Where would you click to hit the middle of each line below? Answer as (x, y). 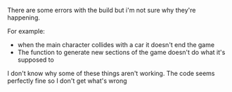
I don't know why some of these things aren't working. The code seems (111, 73)
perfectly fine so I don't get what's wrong (67, 81)
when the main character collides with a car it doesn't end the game (116, 45)
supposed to (36, 60)
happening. (24, 18)
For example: (26, 31)
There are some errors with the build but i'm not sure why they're (102, 10)
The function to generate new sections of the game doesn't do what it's (121, 52)
